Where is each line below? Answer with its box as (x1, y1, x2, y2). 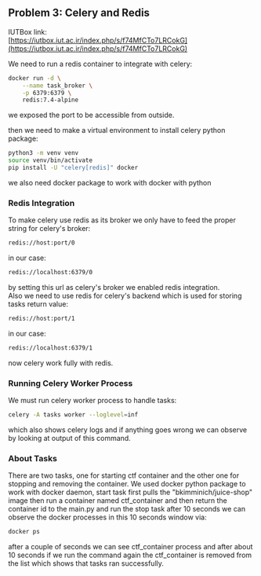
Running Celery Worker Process (8, 377, 133, 388)
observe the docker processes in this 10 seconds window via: (8, 512, 207, 522)
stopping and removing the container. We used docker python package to (8, 479, 246, 489)
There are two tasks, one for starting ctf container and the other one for (8, 471, 240, 480)
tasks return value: (8, 299, 69, 309)
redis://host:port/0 (8, 239, 76, 247)
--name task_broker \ (22, 82, 92, 90)
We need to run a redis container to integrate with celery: (8, 59, 193, 68)
